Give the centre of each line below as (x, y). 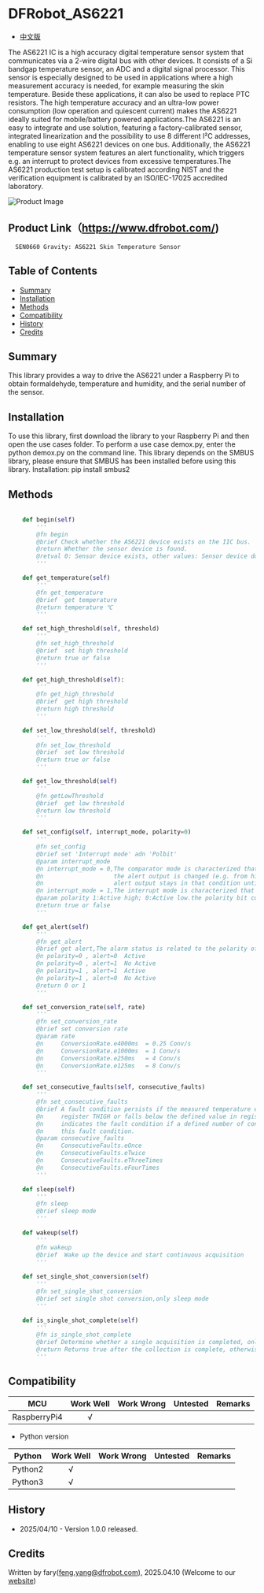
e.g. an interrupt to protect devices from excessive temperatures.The (120, 161)
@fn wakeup (54, 1247)
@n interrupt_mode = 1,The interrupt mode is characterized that (146, 891)
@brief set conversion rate (82, 1029)
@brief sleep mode (66, 1211)
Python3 (28, 1482)
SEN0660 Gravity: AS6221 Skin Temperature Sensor (98, 247)
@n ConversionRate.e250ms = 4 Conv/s (108, 1058)
